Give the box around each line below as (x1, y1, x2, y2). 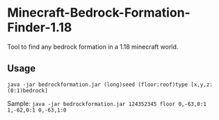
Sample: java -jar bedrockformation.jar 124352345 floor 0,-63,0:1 (7, 99, 207, 108)
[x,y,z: (190, 81, 213, 88)
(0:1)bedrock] (7, 87, 49, 94)
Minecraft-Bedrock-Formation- (7, 5, 191, 21)
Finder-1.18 (7, 19, 72, 35)
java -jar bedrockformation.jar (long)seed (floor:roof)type (7, 81, 188, 88)
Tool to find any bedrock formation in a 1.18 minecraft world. (7, 42, 179, 51)
